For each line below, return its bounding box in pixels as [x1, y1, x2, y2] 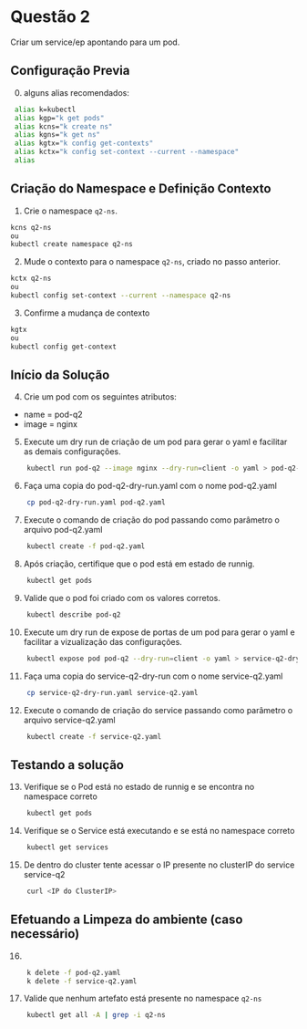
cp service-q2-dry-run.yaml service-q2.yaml [26, 688, 199, 697]
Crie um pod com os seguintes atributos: [23, 391, 177, 402]
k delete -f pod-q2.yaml [26, 968, 121, 977]
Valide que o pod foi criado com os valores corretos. [23, 592, 221, 603]
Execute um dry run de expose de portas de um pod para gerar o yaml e [23, 627, 295, 638]
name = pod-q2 [23, 409, 83, 421]
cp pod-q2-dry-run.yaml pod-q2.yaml [26, 498, 167, 507]
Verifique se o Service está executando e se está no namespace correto [23, 826, 295, 837]
